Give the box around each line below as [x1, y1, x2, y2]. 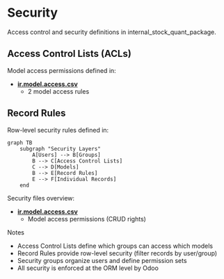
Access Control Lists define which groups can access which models [17, 242, 214, 250]
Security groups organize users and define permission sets [17, 256, 187, 264]
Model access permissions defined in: [7, 66, 116, 74]
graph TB [7, 139, 33, 146]
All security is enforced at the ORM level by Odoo [17, 264, 159, 272]
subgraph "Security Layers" [19, 145, 101, 152]
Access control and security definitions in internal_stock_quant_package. [7, 28, 217, 36]
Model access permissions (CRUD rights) [27, 214, 146, 223]
